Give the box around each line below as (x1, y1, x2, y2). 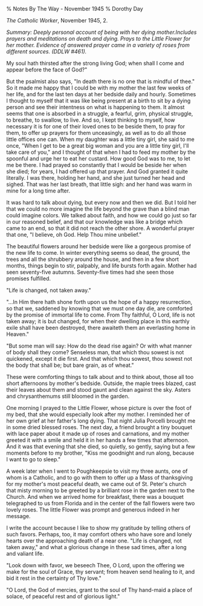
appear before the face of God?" (6, 66, 88, 73)
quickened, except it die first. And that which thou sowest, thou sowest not (6, 355, 192, 362)
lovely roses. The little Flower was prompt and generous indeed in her (6, 506, 180, 513)
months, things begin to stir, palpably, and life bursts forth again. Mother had (6, 262, 197, 269)
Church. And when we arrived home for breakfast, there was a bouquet (6, 493, 184, 500)
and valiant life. (6, 550, 44, 557)
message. (6, 513, 31, 519)
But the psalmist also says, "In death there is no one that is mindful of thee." (6, 78, 195, 85)
